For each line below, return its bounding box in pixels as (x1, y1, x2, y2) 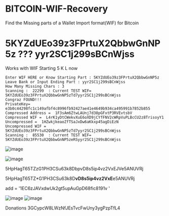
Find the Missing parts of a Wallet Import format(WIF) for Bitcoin (5, 20, 139, 26)
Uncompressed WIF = (5, 124, 47, 129)
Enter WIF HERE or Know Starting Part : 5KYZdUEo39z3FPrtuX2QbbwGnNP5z (5, 75, 159, 80)
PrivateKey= (5, 101, 30, 106)
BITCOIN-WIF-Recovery (5, 3, 108, 15)
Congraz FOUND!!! (5, 97, 42, 102)
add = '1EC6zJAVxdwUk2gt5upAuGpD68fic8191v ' (5, 185, 110, 191)
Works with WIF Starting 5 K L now (5, 65, 78, 71)
